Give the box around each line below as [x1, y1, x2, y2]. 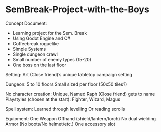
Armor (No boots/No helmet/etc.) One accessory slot [5, 121, 116, 127]
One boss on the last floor [12, 62, 66, 68]
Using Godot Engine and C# [12, 35, 70, 41]
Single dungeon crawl [12, 51, 58, 57]
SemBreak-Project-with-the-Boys [5, 4, 149, 15]
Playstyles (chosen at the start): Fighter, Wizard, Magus [5, 96, 121, 102]
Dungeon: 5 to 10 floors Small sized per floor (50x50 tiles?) [5, 81, 127, 87]
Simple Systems [12, 46, 46, 52]
